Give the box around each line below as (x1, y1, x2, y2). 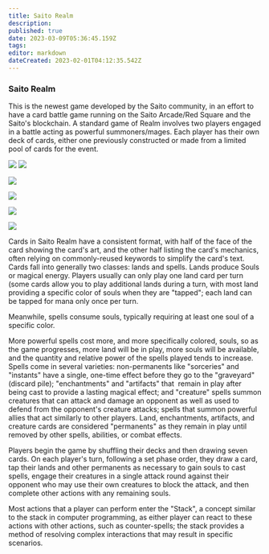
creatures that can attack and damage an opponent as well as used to (8, 396, 239, 406)
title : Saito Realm (8, 11, 74, 20)
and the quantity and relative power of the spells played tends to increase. (8, 353, 254, 363)
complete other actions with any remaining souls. (8, 488, 171, 499)
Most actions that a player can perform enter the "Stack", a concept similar (8, 504, 256, 514)
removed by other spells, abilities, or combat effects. (8, 430, 182, 440)
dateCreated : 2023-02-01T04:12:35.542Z (8, 57, 142, 65)
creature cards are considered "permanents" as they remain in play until (8, 421, 247, 431)
